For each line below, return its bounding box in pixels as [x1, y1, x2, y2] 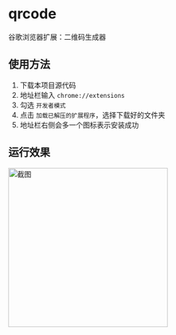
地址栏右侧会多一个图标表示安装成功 [19, 120, 139, 130]
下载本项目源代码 [19, 80, 76, 90]
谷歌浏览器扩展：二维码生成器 [8, 32, 106, 41]
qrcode [8, 5, 57, 23]
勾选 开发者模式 [19, 100, 66, 110]
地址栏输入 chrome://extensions [19, 90, 125, 99]
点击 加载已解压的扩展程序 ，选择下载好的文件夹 [19, 110, 166, 119]
